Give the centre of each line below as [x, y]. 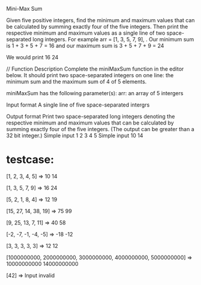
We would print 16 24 [32, 57]
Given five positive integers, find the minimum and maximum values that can [100, 20]
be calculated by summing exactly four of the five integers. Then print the [97, 27]
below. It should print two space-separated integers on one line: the [90, 75]
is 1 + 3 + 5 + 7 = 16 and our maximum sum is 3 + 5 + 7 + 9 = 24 [85, 46]
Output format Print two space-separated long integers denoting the [91, 116]
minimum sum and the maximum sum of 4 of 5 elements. [76, 81]
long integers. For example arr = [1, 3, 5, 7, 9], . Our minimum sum [113, 39]
